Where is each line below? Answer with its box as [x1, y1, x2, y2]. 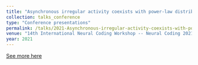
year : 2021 [6, 36, 33, 42]
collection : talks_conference [6, 14, 81, 20]
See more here [6, 53, 42, 59]
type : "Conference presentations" [6, 19, 91, 25]
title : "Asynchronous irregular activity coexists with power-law [6, 8, 173, 15]
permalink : [6, 25, 33, 31]
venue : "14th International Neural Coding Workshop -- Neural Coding [6, 31, 181, 37]
